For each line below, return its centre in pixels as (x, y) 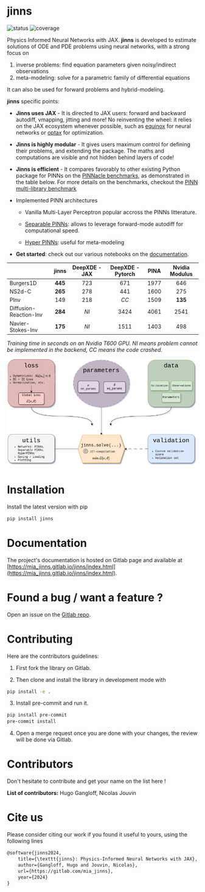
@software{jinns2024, (34, 853)
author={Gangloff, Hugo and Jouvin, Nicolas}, (78, 865)
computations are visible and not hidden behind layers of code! (95, 157)
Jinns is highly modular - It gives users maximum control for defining (103, 144)
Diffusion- (23, 309)
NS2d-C (20, 291)
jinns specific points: (33, 101)
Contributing (40, 639)
